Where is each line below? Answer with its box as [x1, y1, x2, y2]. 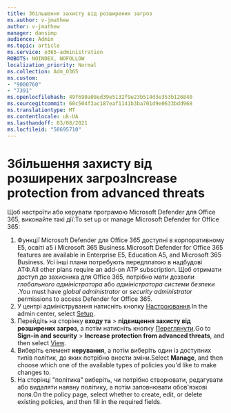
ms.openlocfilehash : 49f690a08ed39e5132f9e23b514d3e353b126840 [7, 94, 193, 101]
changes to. [17, 368, 52, 377]
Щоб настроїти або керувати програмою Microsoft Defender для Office [7, 208, 216, 217]
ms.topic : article [7, 42, 60, 49]
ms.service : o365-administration [7, 49, 103, 56]
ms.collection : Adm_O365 [7, 68, 79, 75]
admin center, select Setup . [17, 309, 95, 318]
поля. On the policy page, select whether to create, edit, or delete [17, 390, 203, 398]
